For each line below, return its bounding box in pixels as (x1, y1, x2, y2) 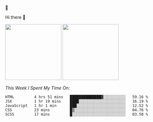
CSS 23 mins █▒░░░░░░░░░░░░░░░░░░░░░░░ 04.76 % (5, 108, 149, 113)
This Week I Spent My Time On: (5, 85, 70, 91)
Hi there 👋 (5, 14, 26, 20)
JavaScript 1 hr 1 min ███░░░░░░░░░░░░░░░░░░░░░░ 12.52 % (5, 103, 149, 108)
